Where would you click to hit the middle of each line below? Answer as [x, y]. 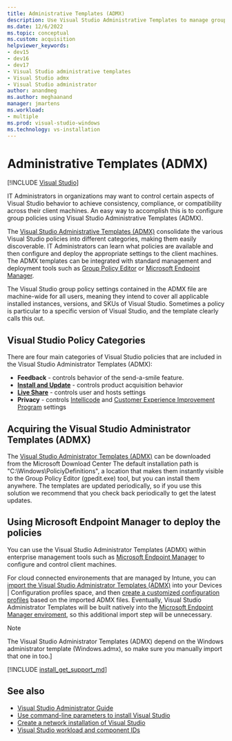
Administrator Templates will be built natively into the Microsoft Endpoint [110, 607]
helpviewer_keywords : [38, 46]
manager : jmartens [33, 104]
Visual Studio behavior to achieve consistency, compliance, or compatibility [115, 203]
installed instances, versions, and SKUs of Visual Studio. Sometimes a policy [116, 304]
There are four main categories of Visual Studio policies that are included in [115, 357]
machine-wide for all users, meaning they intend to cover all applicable [108, 296]
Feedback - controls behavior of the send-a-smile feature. [100, 378]
